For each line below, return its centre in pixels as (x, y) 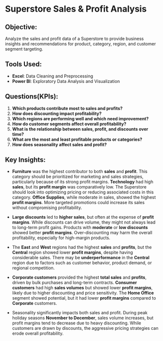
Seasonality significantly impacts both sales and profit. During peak (80, 313)
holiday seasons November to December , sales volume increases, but (83, 318)
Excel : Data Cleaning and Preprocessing (53, 76)
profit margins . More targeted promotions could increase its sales (78, 203)
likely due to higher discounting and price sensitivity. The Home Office (83, 293)
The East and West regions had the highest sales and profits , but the (82, 247)
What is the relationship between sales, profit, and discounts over (80, 129)
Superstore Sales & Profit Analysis (76, 9)
